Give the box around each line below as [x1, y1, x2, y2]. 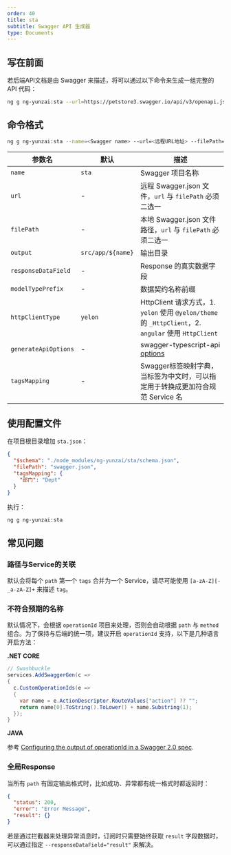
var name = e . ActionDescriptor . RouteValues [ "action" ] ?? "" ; [19, 697, 199, 704]
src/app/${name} [80, 249, 134, 256]
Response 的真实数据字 [140, 261, 216, 271]
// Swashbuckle [7, 666, 51, 672]
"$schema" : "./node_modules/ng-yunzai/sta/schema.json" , [13, 457, 180, 464]
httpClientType [10, 313, 60, 321]
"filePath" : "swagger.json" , [13, 464, 97, 471]
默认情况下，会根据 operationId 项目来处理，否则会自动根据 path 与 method [7, 621, 219, 629]
